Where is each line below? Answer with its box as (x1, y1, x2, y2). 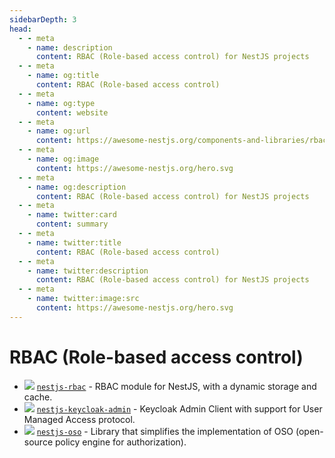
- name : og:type (27, 98, 96, 108)
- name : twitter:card (27, 210, 117, 220)
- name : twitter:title (27, 237, 122, 248)
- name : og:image (27, 154, 100, 164)
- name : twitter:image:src (27, 294, 140, 304)
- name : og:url (27, 126, 91, 136)
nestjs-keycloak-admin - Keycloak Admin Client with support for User (36, 402, 323, 415)
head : (9, 24, 32, 34)
